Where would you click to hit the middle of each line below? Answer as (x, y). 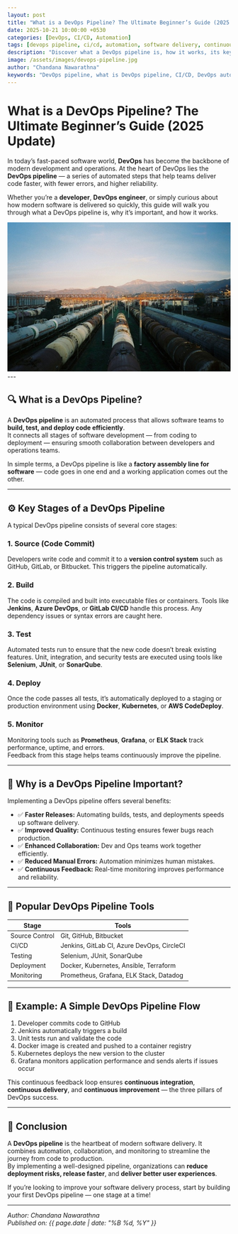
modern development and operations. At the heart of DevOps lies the (108, 168)
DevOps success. (33, 1098)
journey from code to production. (56, 1159)
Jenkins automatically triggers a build (72, 1031)
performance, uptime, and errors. (56, 747)
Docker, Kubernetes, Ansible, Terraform (118, 965)
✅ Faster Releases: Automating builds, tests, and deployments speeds (121, 815)
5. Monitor (25, 724)
